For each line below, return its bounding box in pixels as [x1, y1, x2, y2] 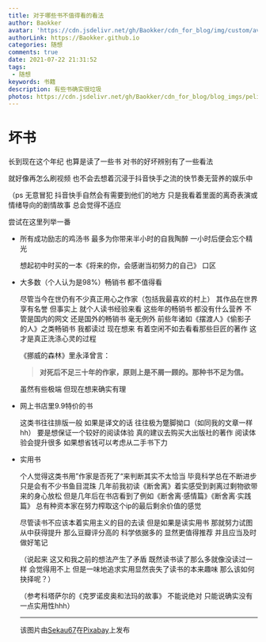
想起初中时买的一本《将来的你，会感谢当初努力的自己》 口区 [19, 260, 216, 270]
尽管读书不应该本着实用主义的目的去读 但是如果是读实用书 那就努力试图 [19, 518, 253, 527]
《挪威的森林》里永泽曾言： [19, 351, 111, 360]
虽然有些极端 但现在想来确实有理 [19, 385, 127, 394]
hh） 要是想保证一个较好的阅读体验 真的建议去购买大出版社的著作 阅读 [19, 428, 249, 438]
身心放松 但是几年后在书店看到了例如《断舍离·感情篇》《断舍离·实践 [33, 492, 252, 501]
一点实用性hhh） [19, 601, 74, 610]
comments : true [8, 48, 59, 56]
